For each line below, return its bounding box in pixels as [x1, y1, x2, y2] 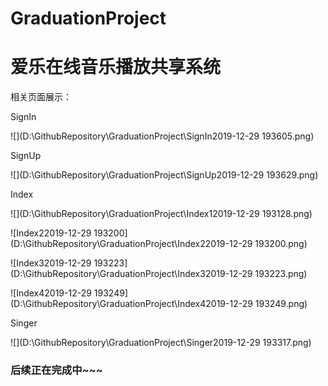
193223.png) [254, 268, 308, 280]
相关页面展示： [10, 91, 72, 103]
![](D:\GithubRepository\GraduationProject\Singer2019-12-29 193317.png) [10, 337, 312, 349]
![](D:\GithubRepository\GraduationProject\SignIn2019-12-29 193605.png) [10, 130, 315, 142]
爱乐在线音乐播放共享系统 [10, 56, 222, 79]
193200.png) [254, 238, 308, 250]
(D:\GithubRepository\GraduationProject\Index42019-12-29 [10, 298, 253, 310]
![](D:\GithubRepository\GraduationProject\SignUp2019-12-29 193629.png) [10, 169, 319, 181]
